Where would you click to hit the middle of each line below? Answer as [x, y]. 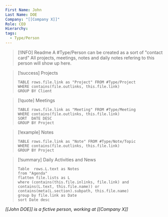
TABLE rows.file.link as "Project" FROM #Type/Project [77, 82]
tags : [11, 33]
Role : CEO [16, 24]
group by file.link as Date [47, 195]
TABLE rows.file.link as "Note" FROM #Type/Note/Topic [77, 141]
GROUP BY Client [35, 91]
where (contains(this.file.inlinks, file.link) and [73, 182]
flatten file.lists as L [44, 178]
